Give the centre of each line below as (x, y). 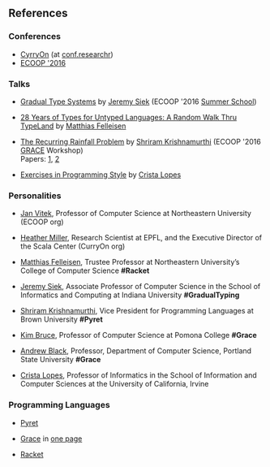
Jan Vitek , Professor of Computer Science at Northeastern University (135, 214)
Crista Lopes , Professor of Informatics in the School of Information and (138, 375)
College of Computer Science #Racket (85, 270)
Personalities (35, 196)
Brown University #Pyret (61, 319)
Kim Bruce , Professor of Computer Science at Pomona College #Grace (138, 335)
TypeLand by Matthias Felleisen (73, 126)
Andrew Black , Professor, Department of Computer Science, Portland (136, 351)
